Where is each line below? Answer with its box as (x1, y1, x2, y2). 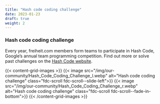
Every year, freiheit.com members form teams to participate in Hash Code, (5, 48, 155, 53)
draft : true (5, 16, 29, 21)
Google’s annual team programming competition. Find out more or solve (5, 53, 150, 59)
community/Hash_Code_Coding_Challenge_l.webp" (5, 72, 108, 78)
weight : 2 (5, 20, 25, 26)
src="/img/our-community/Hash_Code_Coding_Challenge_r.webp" (5, 83, 138, 89)
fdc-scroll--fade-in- (111, 88, 151, 94)
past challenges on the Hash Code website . (5, 58, 93, 64)
